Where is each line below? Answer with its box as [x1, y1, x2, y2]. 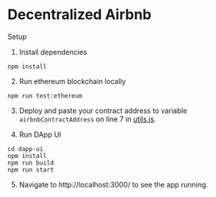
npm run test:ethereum [7, 91, 83, 100]
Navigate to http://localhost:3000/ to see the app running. [18, 180, 208, 189]
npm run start [7, 165, 55, 174]
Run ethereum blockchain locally [18, 76, 126, 86]
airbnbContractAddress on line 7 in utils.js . [18, 114, 156, 124]
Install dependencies [18, 47, 88, 56]
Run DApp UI [18, 129, 61, 139]
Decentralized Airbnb [7, 6, 152, 24]
